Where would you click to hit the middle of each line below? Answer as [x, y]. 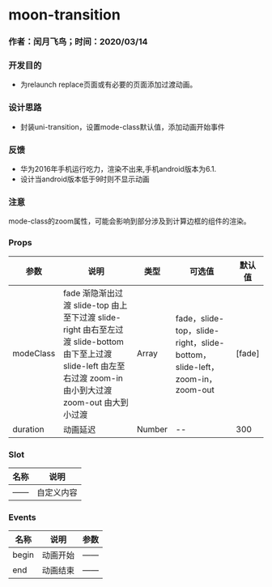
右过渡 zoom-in [93, 378]
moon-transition [65, 15]
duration [28, 429]
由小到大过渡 [88, 390]
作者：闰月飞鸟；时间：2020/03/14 [78, 42]
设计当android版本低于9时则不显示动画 [85, 179]
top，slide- [198, 330]
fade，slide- [200, 318]
